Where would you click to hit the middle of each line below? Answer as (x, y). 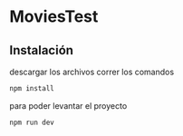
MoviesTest (54, 17)
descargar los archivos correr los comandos (92, 72)
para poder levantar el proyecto (68, 105)
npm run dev (32, 122)
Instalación (42, 50)
